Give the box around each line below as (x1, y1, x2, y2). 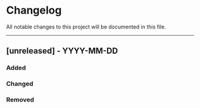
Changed (6, 80, 34, 88)
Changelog (6, 4, 62, 17)
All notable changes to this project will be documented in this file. (6, 23, 167, 30)
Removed (6, 96, 35, 104)
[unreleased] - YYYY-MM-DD (6, 46, 118, 56)
